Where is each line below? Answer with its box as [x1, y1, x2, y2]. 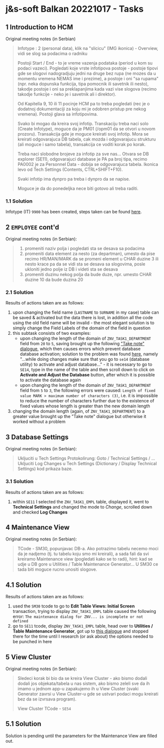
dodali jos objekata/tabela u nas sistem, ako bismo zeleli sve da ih [17, 680, 150, 686]
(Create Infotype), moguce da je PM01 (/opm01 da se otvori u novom [17, 126, 156, 132]
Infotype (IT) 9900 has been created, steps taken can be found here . [5, 209, 142, 215]
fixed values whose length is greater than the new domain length [20, 403, 150, 409]
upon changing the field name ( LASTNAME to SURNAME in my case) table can [12, 309, 159, 315]
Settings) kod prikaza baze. [17, 466, 73, 472]
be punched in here [12, 639, 52, 645]
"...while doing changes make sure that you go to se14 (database [20, 356, 150, 362]
